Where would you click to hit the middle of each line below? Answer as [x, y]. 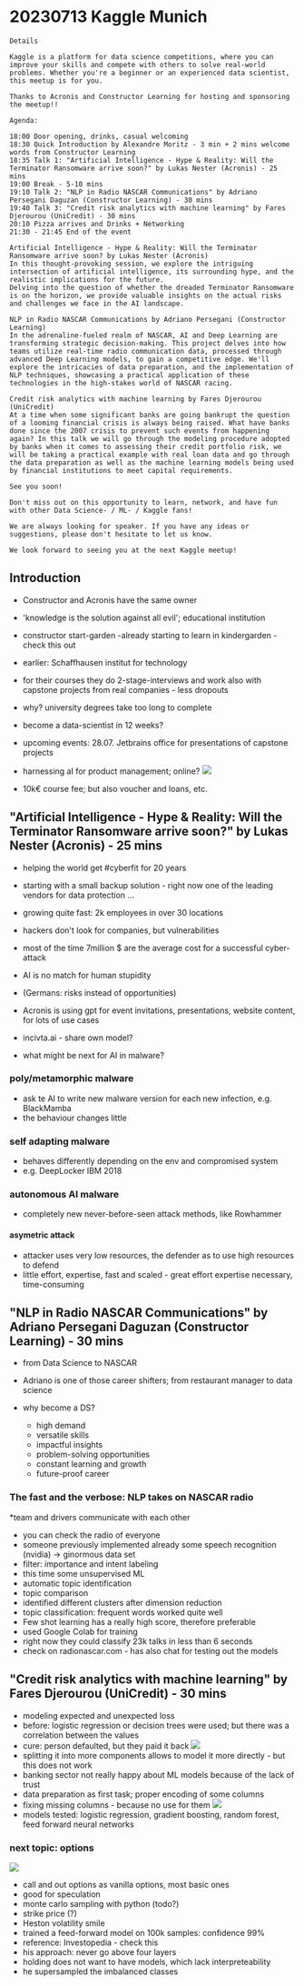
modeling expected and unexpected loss [98, 1715]
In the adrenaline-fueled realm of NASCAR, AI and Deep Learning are [144, 335]
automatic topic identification [77, 1583]
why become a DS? [59, 1408]
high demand [61, 1426]
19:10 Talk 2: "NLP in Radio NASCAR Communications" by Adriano [133, 192]
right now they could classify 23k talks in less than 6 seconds [137, 1641]
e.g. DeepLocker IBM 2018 [72, 1171]
